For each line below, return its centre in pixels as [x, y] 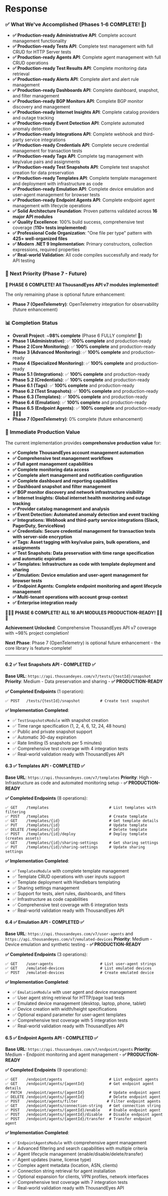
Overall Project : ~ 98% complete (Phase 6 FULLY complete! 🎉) [77, 336]
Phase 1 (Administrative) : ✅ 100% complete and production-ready [82, 341]
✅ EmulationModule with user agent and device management [74, 992]
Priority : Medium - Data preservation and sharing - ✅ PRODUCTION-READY [84, 681]
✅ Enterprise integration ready [45, 603]
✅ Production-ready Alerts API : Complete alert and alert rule [75, 79]
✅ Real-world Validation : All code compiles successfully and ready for [85, 255]
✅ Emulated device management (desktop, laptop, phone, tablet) [79, 1003]
